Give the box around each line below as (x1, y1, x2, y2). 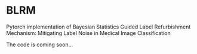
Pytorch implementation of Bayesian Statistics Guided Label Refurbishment (6, 23, 191, 30)
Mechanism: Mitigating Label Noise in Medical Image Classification (6, 29, 171, 36)
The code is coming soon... (6, 41, 73, 48)
